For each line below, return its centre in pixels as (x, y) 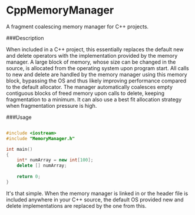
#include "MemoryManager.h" (41, 138)
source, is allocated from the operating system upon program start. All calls (98, 68)
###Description (25, 38)
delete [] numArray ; (42, 166)
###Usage (19, 117)
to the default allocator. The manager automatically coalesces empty (89, 87)
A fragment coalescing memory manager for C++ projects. (77, 27)
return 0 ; (29, 177)
